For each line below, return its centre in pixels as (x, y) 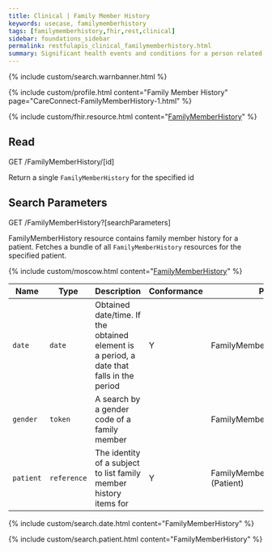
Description (118, 291)
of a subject (117, 463)
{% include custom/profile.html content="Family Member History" (118, 92)
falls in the (114, 375)
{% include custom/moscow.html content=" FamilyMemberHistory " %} (125, 271)
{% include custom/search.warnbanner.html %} (88, 77)
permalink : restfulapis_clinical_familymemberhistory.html (110, 46)
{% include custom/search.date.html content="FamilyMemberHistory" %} (132, 523)
